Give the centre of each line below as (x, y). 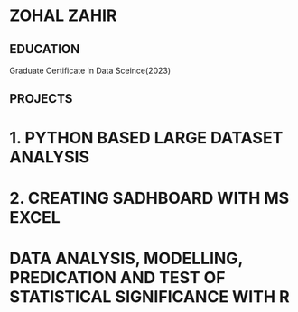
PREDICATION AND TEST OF (117, 277)
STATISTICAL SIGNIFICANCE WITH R (150, 296)
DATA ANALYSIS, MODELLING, (126, 258)
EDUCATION (45, 49)
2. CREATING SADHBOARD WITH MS (149, 198)
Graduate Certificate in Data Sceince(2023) (90, 70)
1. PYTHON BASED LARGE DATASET (146, 138)
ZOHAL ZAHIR (63, 16)
